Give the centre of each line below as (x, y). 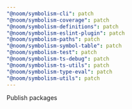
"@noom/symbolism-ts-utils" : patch (58, 65)
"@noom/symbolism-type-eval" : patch (59, 72)
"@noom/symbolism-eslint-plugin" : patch (66, 33)
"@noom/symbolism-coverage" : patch (58, 20)
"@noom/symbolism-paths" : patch (53, 40)
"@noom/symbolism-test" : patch (52, 53)
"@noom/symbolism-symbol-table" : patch (64, 46)
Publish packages (32, 98)
